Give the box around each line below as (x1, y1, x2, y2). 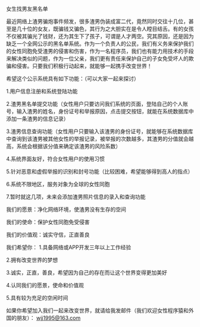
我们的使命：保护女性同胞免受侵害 (6, 219, 90, 225)
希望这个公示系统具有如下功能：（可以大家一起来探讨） (6, 75, 139, 82)
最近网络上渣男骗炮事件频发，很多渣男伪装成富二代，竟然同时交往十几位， (6, 18, 189, 25)
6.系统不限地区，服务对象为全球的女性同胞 (6, 181, 110, 187)
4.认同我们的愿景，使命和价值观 (6, 282, 85, 288)
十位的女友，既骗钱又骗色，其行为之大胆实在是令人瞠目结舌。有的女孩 (21, 26, 194, 32)
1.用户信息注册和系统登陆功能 (6, 88, 78, 95)
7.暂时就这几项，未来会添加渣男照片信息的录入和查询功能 (6, 193, 146, 200)
